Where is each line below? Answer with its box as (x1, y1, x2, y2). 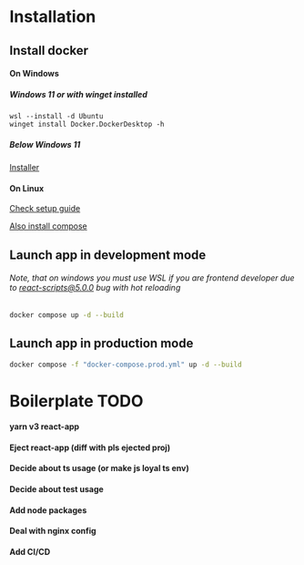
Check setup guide (9, 203, 81, 214)
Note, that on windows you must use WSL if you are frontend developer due (9, 272, 295, 283)
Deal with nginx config (9, 526, 97, 537)
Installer (9, 162, 40, 173)
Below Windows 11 (9, 139, 81, 149)
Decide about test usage (9, 484, 105, 495)
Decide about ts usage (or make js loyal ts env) (9, 463, 189, 474)
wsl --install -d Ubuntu (9, 112, 104, 121)
